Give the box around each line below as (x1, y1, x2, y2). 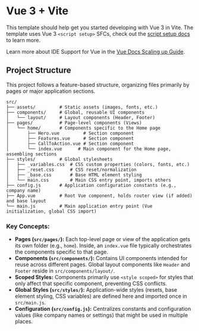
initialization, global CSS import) (6, 208, 97, 214)
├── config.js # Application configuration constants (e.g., (6, 182, 177, 188)
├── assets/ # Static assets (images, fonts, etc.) (6, 104, 159, 110)
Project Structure (6, 65, 71, 76)
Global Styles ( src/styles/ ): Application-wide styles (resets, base (14, 286, 178, 293)
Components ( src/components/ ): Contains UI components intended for (14, 255, 188, 262)
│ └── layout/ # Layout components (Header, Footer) (6, 114, 156, 120)
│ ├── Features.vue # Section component (6, 135, 134, 141)
